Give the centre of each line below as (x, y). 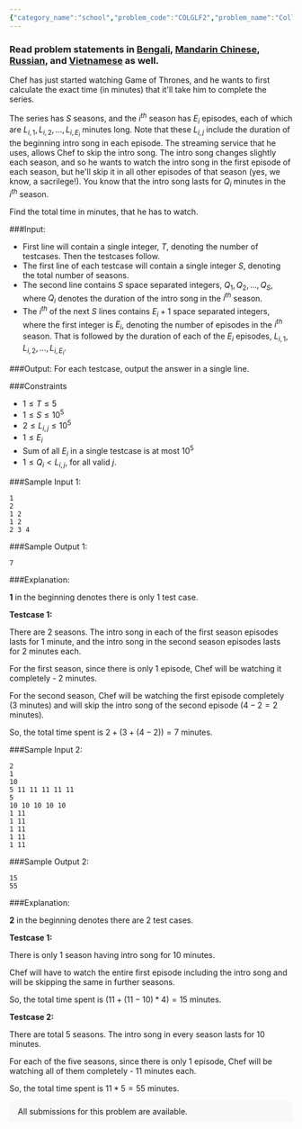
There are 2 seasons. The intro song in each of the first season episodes (144, 632)
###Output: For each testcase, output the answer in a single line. (129, 369)
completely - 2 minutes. (53, 678)
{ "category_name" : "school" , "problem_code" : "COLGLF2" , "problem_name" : (142, 18)
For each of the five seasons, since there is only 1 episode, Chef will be (141, 1061)
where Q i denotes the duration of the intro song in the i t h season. (142, 298)
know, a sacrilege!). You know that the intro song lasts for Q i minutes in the (147, 182)
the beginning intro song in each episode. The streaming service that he (143, 143)
